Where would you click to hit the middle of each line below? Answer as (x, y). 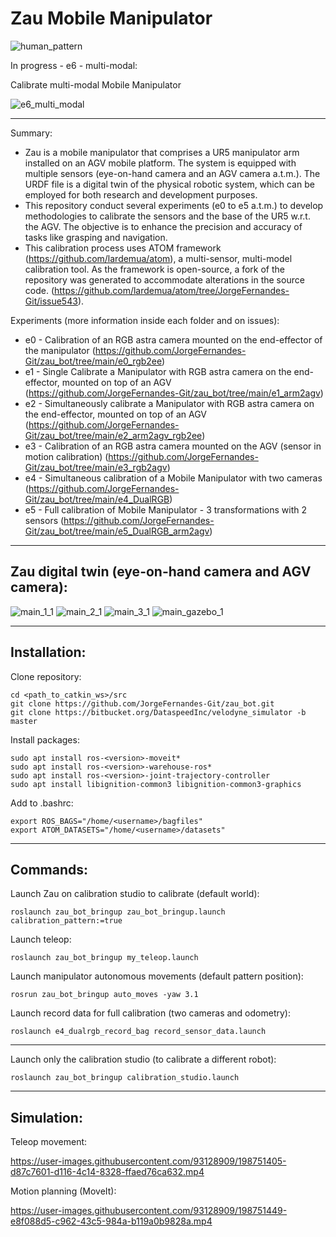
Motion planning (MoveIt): (63, 1191)
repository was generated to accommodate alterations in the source (164, 279)
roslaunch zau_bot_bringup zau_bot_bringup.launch (118, 912)
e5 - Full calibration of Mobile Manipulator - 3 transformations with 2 (166, 509)
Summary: (31, 133)
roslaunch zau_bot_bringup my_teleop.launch (104, 958)
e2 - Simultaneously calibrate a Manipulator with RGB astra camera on (169, 403)
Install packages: (45, 739)
